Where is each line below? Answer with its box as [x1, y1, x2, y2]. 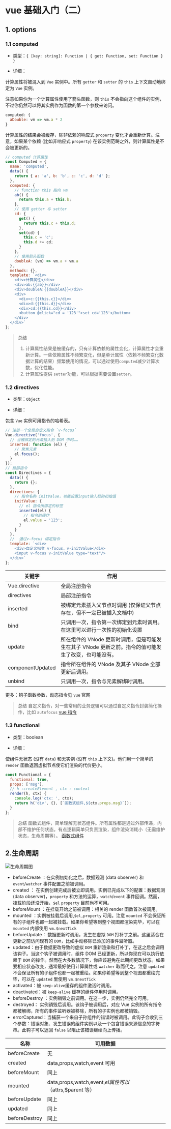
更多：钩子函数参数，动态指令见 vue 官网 [5, 692, 91, 698]
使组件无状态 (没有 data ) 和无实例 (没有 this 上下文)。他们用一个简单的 [5, 756, 154, 762]
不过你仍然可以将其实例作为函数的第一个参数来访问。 [5, 102, 117, 108]
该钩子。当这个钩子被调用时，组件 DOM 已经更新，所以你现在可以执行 [12, 950, 160, 957]
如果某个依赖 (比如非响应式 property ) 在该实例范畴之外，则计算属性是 [14, 138, 160, 144]
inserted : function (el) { [10, 442, 67, 447]
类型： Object [12, 396, 40, 402]
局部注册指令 [61, 592, 92, 599]
